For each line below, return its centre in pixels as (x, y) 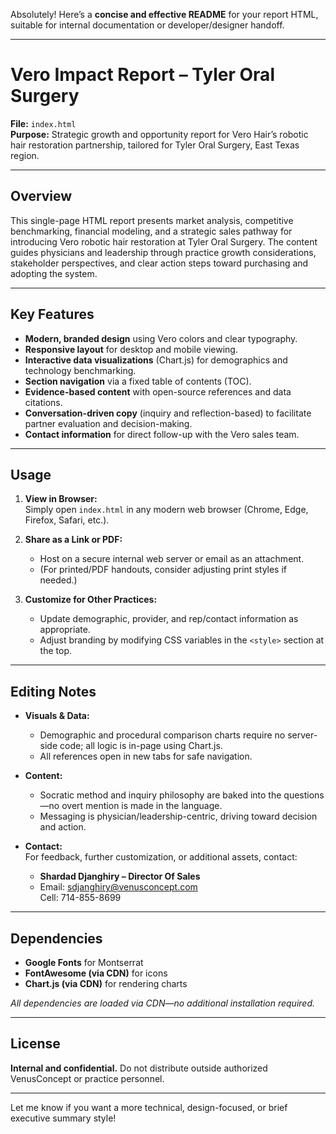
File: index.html (43, 123)
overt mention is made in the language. (142, 806)
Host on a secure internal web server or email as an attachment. (172, 559)
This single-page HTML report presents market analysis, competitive (152, 220)
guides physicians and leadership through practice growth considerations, (163, 252)
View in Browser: (61, 499)
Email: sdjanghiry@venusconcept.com (118, 887)
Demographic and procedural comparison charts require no (162, 735)
